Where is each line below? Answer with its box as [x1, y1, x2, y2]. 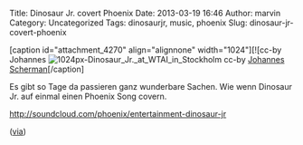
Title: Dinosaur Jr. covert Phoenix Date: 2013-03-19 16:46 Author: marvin [9, 8, 281, 18]
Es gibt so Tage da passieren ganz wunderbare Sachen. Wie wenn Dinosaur [9, 82, 292, 92]
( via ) [9, 126, 27, 137]
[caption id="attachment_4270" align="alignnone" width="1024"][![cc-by [9, 44, 282, 55]
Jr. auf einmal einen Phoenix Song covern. [9, 91, 167, 101]
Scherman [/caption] [9, 63, 84, 74]
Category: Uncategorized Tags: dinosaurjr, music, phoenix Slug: [9, 17, 248, 28]
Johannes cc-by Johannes [9, 54, 285, 64]
